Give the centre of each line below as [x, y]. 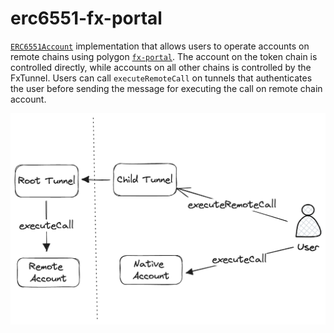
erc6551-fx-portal [86, 18]
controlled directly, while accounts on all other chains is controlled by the [161, 67]
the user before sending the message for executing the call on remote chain [166, 88]
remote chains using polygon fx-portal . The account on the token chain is [164, 56]
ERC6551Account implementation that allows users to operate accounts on [160, 46]
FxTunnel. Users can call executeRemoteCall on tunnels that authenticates [161, 78]
